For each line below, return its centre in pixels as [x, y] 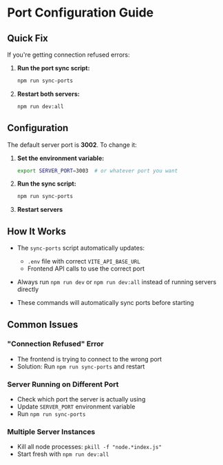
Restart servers [40, 210]
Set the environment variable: [61, 158]
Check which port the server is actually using [81, 399]
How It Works [37, 231]
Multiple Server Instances [51, 432]
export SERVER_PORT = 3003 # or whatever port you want [97, 170]
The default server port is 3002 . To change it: [72, 145]
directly [28, 289]
